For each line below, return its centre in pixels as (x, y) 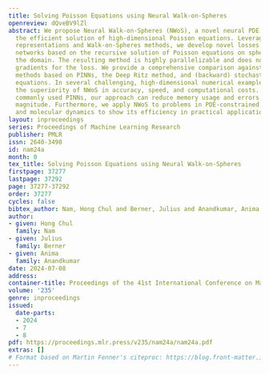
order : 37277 (30, 194)
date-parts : (36, 312)
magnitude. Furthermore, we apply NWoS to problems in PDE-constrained (138, 105)
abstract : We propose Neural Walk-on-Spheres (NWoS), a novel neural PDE (134, 30)
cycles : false (32, 201)
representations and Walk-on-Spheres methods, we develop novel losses (138, 46)
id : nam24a (26, 149)
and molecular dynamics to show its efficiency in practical (120, 113)
